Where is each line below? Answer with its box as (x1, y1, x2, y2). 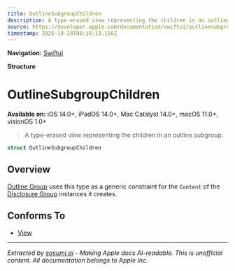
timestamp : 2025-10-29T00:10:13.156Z (7, 29, 117, 37)
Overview (7, 163, 51, 175)
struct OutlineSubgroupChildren (7, 145, 101, 152)
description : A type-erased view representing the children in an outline (7, 17, 230, 24)
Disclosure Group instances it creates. (7, 189, 117, 198)
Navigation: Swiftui (7, 49, 64, 57)
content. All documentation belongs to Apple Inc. (7, 256, 148, 264)
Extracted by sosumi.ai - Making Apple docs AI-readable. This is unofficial (7, 249, 222, 257)
